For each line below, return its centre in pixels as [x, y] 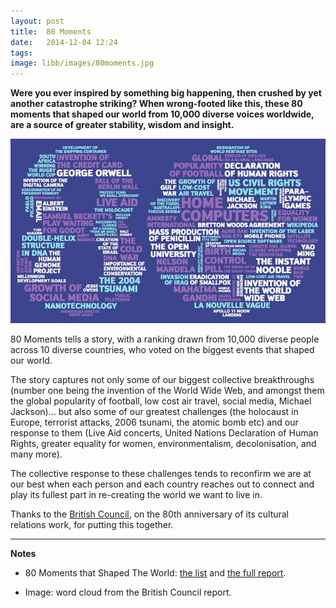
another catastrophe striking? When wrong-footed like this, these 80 [156, 104]
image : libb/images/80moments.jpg [82, 63]
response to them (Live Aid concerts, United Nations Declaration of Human [164, 432]
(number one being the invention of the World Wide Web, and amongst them [167, 390]
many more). [36, 454]
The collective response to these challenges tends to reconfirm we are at [161, 473]
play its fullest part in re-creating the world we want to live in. [136, 494]
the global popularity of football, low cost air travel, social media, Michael [161, 401]
